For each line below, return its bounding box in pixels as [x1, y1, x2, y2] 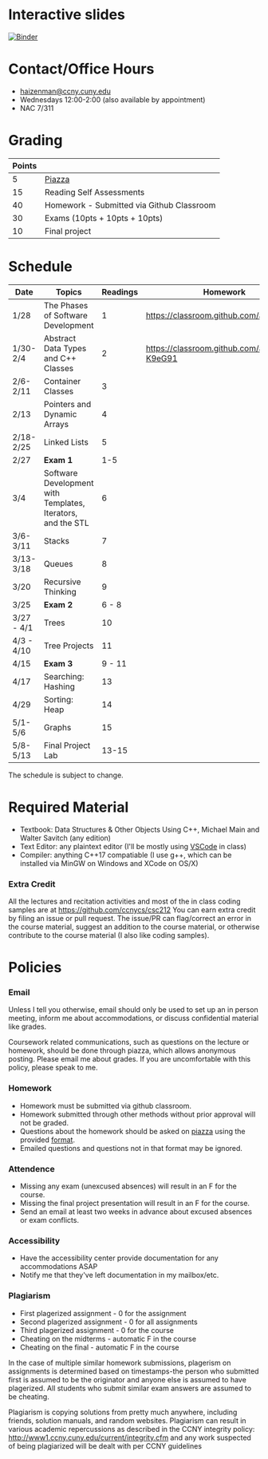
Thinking [43, 586, 77, 597]
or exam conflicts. [19, 1216, 80, 1225]
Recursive [43, 576, 81, 587]
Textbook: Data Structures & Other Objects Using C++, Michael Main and [19, 824, 260, 834]
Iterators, [43, 507, 78, 518]
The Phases [43, 299, 89, 310]
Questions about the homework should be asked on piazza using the [19, 1126, 246, 1136]
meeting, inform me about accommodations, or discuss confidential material [8, 1014, 259, 1023]
